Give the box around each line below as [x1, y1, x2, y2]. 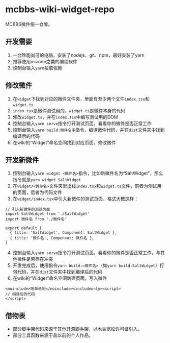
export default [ [5, 226, 42, 231]
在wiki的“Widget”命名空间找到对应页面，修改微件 [12, 139, 116, 145]
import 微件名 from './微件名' [5, 217, 67, 222]
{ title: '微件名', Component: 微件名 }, [10, 236, 94, 241]
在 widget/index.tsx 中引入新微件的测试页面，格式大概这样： [12, 195, 139, 202]
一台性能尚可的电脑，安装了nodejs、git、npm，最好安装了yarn [12, 52, 145, 58]
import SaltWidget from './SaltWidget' [5, 211, 90, 216]
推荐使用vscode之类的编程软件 [12, 58, 78, 64]
